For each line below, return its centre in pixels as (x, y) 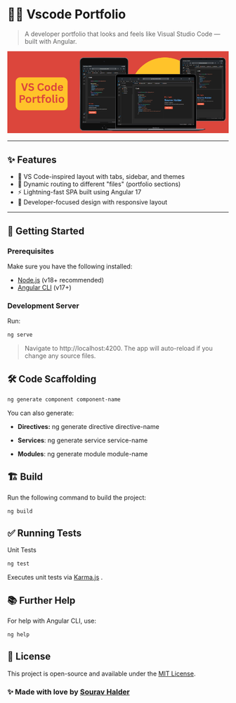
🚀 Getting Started (46, 231)
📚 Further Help (41, 601)
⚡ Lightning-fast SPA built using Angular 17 (79, 192)
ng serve (20, 335)
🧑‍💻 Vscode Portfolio (67, 14)
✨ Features (32, 160)
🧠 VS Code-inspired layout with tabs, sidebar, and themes (101, 177)
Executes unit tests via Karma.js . (55, 578)
